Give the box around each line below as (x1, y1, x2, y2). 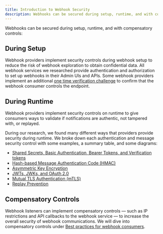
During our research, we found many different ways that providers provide (5, 130, 154, 136)
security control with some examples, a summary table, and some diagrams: (5, 140, 158, 146)
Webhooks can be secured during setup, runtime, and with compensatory (5, 25, 153, 31)
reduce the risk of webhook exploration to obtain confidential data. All (5, 62, 145, 68)
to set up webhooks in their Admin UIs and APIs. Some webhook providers (5, 73, 154, 78)
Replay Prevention (12, 181, 49, 187)
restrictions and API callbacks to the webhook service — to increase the (5, 213, 149, 219)
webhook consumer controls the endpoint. (5, 83, 90, 89)
